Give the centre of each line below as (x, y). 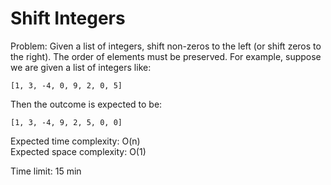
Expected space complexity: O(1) (78, 151)
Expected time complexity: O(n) (75, 141)
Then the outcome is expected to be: (86, 104)
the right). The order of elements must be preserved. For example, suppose (166, 56)
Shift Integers (68, 18)
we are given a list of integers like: (81, 67)
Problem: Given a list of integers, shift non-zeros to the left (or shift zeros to (166, 46)
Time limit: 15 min (46, 171)
